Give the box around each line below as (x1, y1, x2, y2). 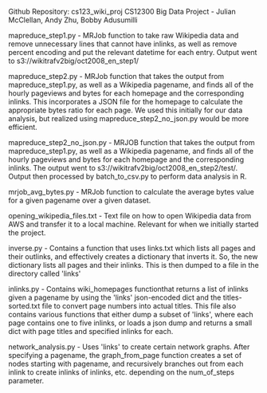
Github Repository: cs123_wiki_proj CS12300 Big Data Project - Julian (8, 7, 237, 16)
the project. (8, 228, 46, 238)
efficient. (8, 123, 37, 132)
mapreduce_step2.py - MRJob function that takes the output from (8, 72, 225, 81)
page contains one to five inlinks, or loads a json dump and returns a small (8, 318, 253, 328)
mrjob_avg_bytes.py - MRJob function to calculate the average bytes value (8, 187, 255, 196)
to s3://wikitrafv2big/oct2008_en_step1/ (8, 56, 139, 65)
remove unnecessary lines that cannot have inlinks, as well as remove (8, 39, 238, 49)
